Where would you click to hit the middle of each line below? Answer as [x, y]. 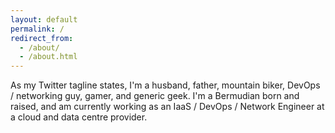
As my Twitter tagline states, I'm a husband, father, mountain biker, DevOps [165, 85]
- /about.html [48, 57]
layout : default [44, 19]
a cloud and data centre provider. [79, 117]
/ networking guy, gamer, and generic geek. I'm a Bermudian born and [155, 96]
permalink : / [37, 29]
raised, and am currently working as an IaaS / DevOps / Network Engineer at [167, 107]
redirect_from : [42, 38]
